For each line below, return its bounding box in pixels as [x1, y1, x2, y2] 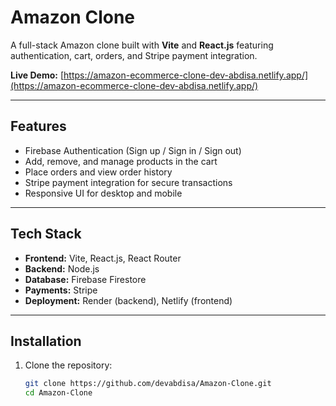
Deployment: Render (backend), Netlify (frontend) [24, 294, 233, 306]
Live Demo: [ [10, 69, 65, 81]
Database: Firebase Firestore [24, 273, 147, 285]
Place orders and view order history [24, 166, 173, 178]
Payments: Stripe [24, 284, 98, 296]
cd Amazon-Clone [24, 388, 93, 398]
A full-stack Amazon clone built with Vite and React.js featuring [10, 39, 274, 51]
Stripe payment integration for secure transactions [24, 176, 233, 188]
